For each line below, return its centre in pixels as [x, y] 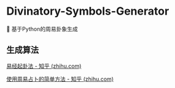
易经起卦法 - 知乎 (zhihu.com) [44, 66]
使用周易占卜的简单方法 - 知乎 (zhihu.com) [60, 79]
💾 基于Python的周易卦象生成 [42, 29]
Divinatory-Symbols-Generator [88, 11]
